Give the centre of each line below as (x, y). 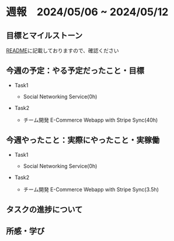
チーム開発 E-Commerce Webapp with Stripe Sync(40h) (91, 120)
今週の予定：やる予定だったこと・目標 (75, 71)
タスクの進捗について (44, 210)
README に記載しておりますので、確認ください (62, 51)
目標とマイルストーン (44, 35)
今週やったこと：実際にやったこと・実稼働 (83, 140)
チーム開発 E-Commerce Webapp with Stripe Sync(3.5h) (91, 189)
